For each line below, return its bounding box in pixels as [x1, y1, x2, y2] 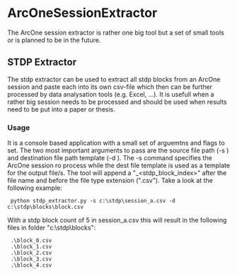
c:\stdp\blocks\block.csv [7, 203, 83, 211]
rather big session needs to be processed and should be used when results [7, 97, 228, 106]
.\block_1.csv [10, 244, 52, 251]
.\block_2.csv [10, 249, 52, 257]
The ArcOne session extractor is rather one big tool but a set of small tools [7, 28, 224, 37]
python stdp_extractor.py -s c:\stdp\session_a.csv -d [10, 198, 175, 205]
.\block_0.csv [10, 237, 52, 244]
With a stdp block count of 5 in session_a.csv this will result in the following [7, 216, 227, 224]
